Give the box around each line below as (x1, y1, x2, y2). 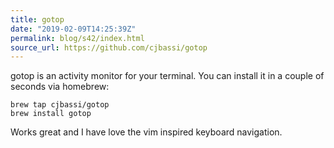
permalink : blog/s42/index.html (10, 33, 145, 43)
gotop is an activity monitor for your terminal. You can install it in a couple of (10, 70, 325, 82)
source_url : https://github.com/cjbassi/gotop (10, 42, 208, 53)
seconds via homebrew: (10, 81, 110, 93)
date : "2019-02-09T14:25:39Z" (10, 24, 137, 34)
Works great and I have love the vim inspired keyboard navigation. (10, 126, 283, 138)
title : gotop (10, 14, 65, 25)
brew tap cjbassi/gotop (10, 100, 110, 110)
